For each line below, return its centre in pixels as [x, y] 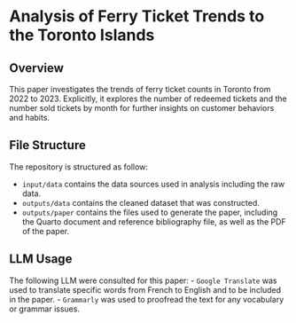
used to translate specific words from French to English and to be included [145, 289]
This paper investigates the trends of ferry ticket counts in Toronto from [140, 89]
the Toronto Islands [82, 35]
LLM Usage [41, 259]
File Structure [47, 145]
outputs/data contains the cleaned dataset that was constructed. [140, 202]
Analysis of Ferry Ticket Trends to [137, 16]
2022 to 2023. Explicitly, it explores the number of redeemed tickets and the [148, 98]
